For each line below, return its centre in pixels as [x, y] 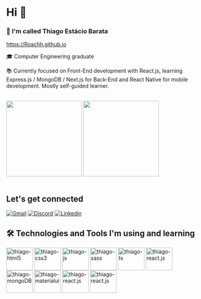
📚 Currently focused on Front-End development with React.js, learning [94, 71]
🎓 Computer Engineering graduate [50, 56]
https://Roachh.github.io [36, 44]
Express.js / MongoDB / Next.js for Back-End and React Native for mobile [97, 80]
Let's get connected [45, 199]
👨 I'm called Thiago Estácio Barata [57, 31]
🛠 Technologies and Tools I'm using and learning [101, 233]
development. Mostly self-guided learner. [58, 86]
